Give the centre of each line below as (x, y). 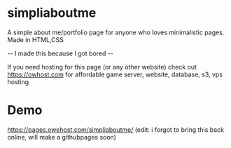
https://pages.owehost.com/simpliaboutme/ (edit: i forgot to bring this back (116, 129)
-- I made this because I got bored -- (61, 53)
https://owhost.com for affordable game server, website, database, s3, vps (115, 74)
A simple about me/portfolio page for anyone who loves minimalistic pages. (116, 32)
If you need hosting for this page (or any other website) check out (102, 67)
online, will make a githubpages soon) (62, 137)
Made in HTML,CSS (36, 39)
